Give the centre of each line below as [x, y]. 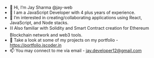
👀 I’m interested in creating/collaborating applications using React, [76, 17]
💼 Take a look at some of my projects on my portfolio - [64, 40]
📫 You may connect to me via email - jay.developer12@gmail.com [76, 51]
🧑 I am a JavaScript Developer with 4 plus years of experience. [72, 12]
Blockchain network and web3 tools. [46, 35]
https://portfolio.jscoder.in [36, 45]
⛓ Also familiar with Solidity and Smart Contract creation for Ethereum [79, 28]
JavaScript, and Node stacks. [39, 23]
